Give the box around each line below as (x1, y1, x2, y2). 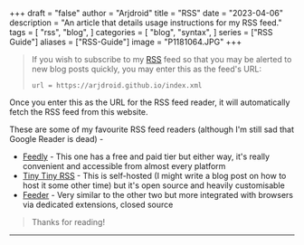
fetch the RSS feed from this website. (9, 107, 148, 117)
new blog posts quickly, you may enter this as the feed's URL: (31, 63, 262, 74)
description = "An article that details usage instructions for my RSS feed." (9, 17, 282, 28)
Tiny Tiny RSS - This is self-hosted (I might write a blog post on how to (22, 171, 287, 181)
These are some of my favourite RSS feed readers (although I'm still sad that (9, 124, 294, 135)
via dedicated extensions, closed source (22, 199, 174, 210)
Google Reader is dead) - (9, 134, 104, 144)
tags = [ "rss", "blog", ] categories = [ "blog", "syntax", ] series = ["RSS (9, 27, 273, 37)
